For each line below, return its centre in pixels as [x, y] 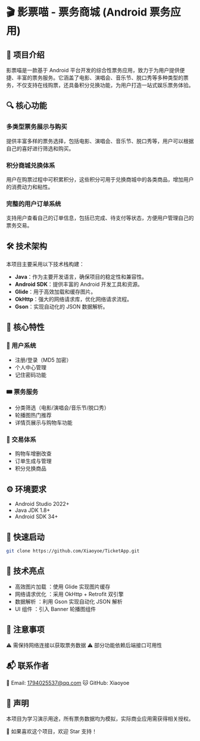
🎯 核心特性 [25, 327]
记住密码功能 [30, 375]
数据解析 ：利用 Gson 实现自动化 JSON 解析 [69, 601]
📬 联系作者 [28, 666]
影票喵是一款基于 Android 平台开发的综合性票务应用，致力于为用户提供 [93, 70]
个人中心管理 [30, 367]
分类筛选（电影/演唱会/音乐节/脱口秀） [62, 408]
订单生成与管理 [33, 461]
